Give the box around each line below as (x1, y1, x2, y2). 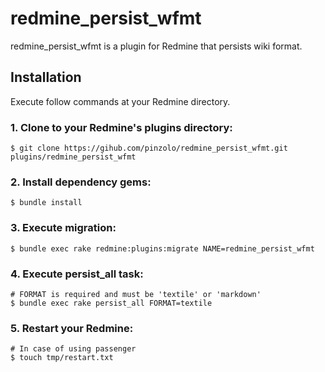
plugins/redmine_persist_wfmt (10, 152, 137, 162)
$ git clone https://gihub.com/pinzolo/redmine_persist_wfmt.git (10, 143, 288, 154)
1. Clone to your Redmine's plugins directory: (10, 120, 233, 134)
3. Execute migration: (10, 221, 117, 235)
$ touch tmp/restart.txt (10, 353, 114, 363)
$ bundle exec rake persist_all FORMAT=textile (10, 298, 213, 308)
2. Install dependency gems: (10, 175, 152, 189)
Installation (10, 69, 82, 86)
